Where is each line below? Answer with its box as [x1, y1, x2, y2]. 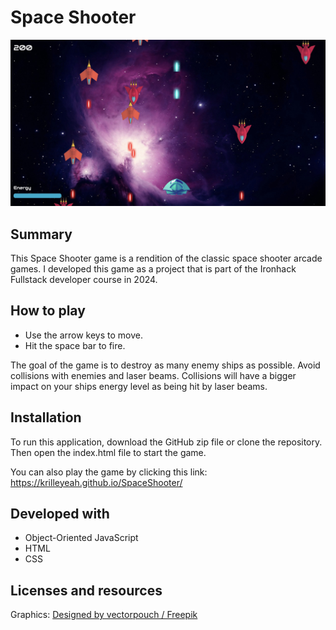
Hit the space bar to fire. [24, 339, 126, 351]
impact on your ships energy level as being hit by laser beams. [10, 380, 268, 392]
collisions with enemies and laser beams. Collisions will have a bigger [10, 369, 297, 381]
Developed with [10, 506, 110, 523]
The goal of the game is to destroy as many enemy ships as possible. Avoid [10, 359, 321, 371]
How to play [10, 302, 86, 320]
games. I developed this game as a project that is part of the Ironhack [10, 263, 297, 275]
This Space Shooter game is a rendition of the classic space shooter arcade [10, 252, 323, 265]
